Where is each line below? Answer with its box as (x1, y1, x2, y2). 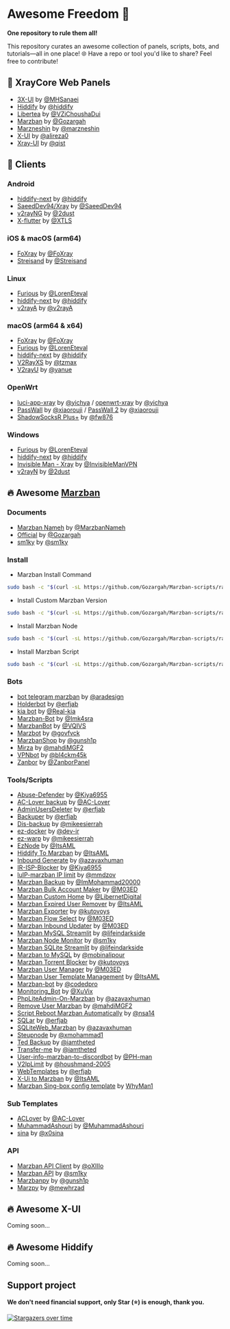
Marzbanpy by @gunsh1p (16, 1176, 89, 1184)
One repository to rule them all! (7, 29, 98, 37)
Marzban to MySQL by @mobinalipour (16, 951, 125, 958)
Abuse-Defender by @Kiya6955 (16, 791, 108, 799)
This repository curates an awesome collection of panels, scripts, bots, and (7, 42, 220, 50)
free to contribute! (7, 57, 58, 65)
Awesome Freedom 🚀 (7, 6, 130, 22)
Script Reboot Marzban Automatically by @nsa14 (16, 1009, 155, 1017)
